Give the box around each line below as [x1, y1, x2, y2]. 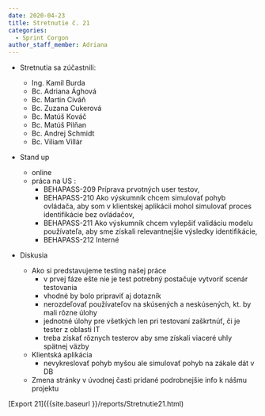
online [31, 168, 52, 177]
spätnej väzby [43, 342, 89, 351]
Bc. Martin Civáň [31, 95, 86, 105]
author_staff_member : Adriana [8, 41, 108, 49]
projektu [31, 384, 59, 393]
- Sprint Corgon [15, 33, 69, 42]
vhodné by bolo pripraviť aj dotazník [43, 291, 161, 301]
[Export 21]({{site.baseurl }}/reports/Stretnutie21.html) [8, 399, 184, 409]
